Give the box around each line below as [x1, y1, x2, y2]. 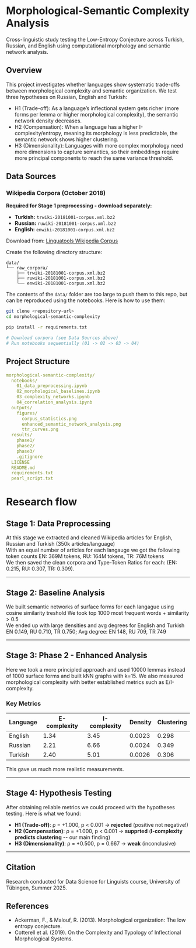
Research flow [6, 495, 78, 509]
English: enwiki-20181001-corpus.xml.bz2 [14, 226, 115, 233]
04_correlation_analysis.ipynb [16, 399, 93, 405]
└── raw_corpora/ [6, 265, 48, 271]
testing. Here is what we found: [6, 810, 81, 817]
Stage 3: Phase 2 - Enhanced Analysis [6, 651, 148, 660]
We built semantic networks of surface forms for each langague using [6, 603, 174, 610]
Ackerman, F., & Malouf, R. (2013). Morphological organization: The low [14, 916, 186, 923]
